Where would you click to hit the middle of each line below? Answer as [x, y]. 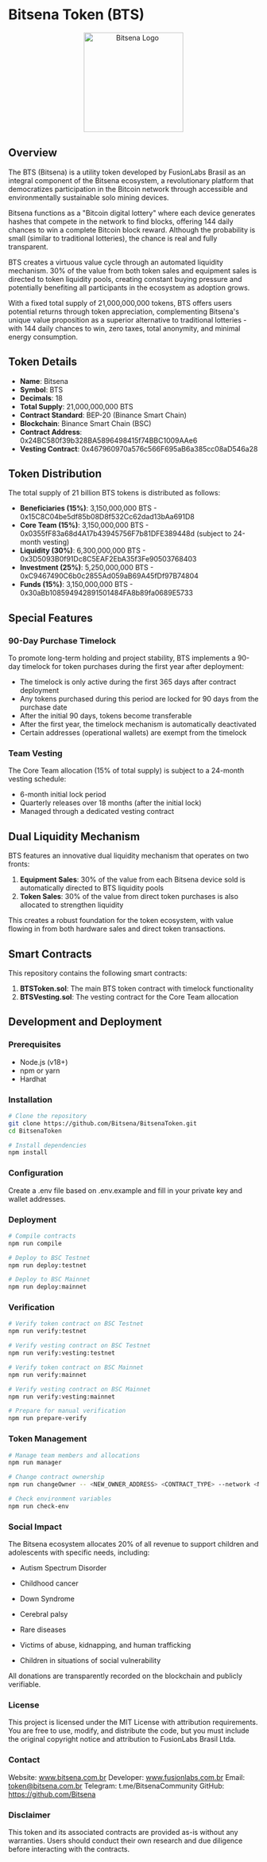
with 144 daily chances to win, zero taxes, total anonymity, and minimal [124, 328]
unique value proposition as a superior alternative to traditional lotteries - [128, 319]
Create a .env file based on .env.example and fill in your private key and [125, 1190]
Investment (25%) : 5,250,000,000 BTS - [87, 568]
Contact [24, 1760]
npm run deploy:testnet [48, 1265]
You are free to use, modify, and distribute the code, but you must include [129, 1731]
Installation [31, 1099]
